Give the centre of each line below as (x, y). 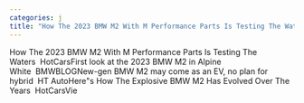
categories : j (36, 18)
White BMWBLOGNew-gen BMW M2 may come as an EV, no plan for (139, 71)
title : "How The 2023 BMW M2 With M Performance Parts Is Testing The (145, 26)
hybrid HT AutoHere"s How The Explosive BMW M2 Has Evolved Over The (150, 80)
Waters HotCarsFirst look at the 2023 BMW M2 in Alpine (115, 61)
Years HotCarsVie (43, 90)
